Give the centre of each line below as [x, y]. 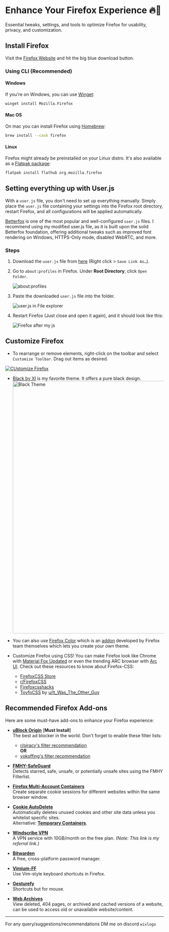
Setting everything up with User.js [60, 189]
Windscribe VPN [30, 833]
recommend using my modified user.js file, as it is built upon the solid [77, 226]
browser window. [30, 797]
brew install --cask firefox [36, 135]
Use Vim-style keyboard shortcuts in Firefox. [59, 873]
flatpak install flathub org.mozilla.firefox [54, 173]
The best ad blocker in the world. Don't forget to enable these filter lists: [87, 735]
